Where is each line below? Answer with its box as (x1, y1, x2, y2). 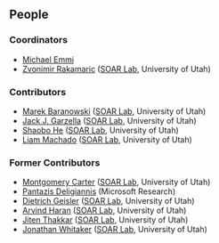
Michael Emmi (21, 53, 74, 65)
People (9, 7, 49, 22)
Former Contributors (9, 156, 101, 168)
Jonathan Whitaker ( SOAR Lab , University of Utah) (21, 224, 207, 235)
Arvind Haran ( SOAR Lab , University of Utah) (21, 205, 187, 216)
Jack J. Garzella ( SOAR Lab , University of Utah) (21, 115, 198, 126)
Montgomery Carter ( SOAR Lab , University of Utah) (21, 177, 211, 188)
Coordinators (9, 34, 69, 46)
